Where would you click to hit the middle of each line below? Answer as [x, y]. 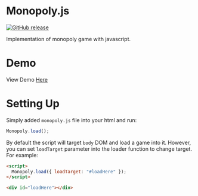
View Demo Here [27, 79]
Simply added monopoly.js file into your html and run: [72, 120]
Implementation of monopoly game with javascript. [69, 39]
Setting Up [33, 104]
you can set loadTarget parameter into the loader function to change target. [99, 149]
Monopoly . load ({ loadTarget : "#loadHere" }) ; [69, 172]
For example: [22, 155]
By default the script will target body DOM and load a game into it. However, [99, 142]
